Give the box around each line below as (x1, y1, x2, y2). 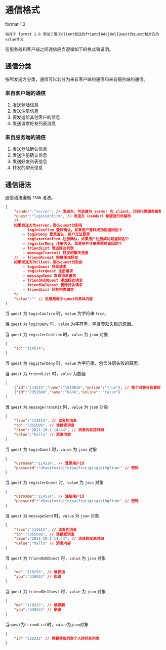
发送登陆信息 (12, 102, 39, 108)
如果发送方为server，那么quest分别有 (14, 223, 83, 228)
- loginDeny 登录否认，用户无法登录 (23, 232, 90, 237)
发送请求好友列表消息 (12, 121, 56, 127)
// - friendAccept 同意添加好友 (14, 255, 79, 260)
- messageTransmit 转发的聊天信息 (23, 250, 89, 255)
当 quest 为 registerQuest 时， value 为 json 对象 (5, 479, 104, 485)
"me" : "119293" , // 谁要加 (14, 569, 65, 574)
